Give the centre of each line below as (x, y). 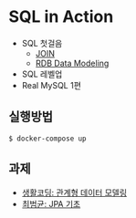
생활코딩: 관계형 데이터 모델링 (74, 192)
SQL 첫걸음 (42, 43)
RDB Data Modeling (72, 63)
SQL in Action (61, 17)
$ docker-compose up (48, 139)
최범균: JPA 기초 (51, 203)
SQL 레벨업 (42, 74)
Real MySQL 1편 (51, 85)
